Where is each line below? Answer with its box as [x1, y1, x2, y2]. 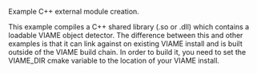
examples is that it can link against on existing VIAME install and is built [8, 39, 243, 48]
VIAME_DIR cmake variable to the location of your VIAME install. [8, 56, 220, 65]
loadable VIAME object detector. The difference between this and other [8, 31, 243, 40]
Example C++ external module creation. [8, 7, 140, 16]
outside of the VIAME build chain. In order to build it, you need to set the [8, 48, 247, 56]
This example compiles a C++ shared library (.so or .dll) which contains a [8, 22, 250, 31]
